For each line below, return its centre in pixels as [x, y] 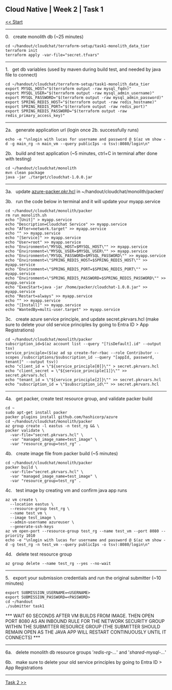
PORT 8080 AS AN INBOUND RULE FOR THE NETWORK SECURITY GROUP [85, 621]
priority [15, 536]
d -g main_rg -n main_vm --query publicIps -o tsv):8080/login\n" [78, 144]
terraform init [21, 50]
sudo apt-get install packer [36, 412]
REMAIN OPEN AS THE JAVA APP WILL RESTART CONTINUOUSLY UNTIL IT [86, 632]
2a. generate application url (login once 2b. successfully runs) [72, 130]
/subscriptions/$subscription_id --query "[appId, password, [88, 357]
